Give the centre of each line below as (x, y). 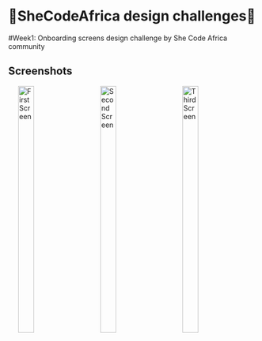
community (27, 46)
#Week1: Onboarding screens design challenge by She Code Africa (118, 38)
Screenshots (40, 71)
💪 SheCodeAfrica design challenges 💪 (132, 16)
